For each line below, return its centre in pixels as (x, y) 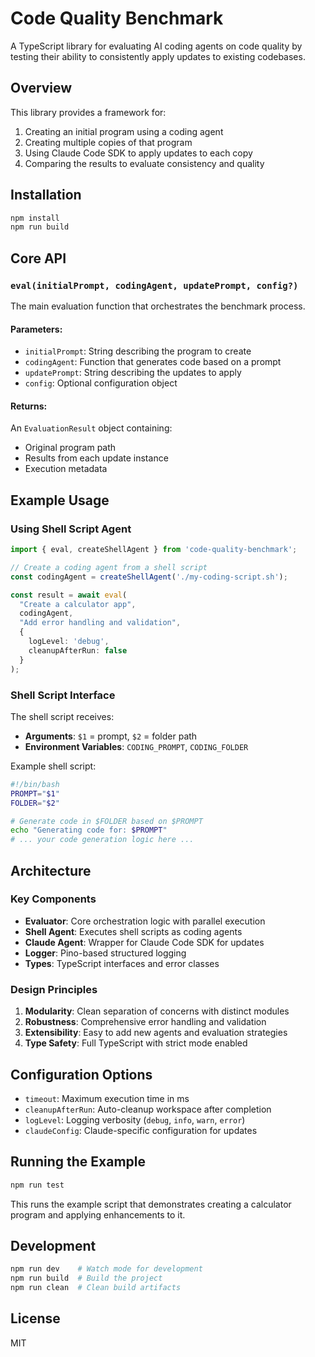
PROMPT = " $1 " (35, 793)
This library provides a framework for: (88, 112)
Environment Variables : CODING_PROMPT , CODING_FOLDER (136, 746)
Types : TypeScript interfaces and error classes (122, 963)
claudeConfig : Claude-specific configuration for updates (141, 1130)
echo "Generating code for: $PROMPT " (89, 830)
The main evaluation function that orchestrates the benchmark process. (158, 306)
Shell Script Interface (63, 695)
